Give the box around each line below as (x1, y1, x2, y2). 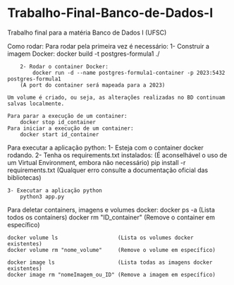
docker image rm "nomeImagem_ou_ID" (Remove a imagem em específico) (7, 271, 216, 278)
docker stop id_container (20, 119, 97, 126)
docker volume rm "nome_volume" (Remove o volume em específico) (7, 246, 216, 253)
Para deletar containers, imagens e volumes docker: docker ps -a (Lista (7, 205, 215, 214)
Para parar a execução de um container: (7, 112, 128, 119)
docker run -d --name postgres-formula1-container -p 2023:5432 (32, 69, 226, 76)
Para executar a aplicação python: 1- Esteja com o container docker (7, 143, 204, 152)
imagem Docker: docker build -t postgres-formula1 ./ (7, 49, 160, 58)
